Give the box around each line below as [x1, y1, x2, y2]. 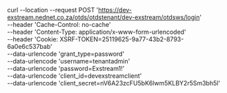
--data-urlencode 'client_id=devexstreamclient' [7, 72, 142, 80]
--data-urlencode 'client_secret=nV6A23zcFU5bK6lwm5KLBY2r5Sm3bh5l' [7, 79, 221, 87]
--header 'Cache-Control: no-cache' [7, 21, 112, 28]
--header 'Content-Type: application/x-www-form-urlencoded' [7, 28, 186, 36]
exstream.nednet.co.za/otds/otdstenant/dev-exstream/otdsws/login [7, 13, 200, 21]
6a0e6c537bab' [7, 43, 53, 50]
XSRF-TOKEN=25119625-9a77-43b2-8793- [59, 35, 184, 43]
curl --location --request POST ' [7, 6, 99, 14]
